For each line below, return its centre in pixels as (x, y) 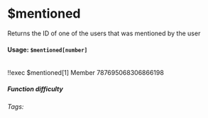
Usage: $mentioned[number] (48, 49)
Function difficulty (35, 89)
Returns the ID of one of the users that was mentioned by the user (104, 33)
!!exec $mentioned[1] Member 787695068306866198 (86, 73)
